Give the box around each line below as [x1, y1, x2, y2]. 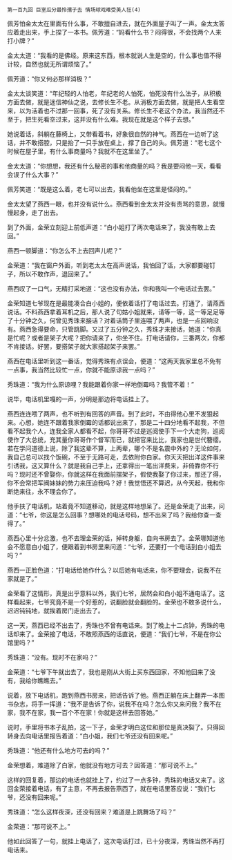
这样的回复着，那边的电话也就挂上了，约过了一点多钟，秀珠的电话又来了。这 [7, 776, 225, 784]
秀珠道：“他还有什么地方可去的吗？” [7, 747, 110, 754]
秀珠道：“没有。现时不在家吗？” [7, 653, 98, 661]
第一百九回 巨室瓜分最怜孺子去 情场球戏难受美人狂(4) [7, 6, 142, 13]
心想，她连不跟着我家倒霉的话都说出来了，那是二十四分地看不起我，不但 [19, 419, 225, 426]
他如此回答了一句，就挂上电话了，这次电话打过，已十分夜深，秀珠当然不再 [7, 837, 219, 845]
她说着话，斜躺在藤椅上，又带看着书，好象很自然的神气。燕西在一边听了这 [7, 130, 219, 138]
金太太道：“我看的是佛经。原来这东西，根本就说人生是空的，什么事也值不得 [7, 51, 222, 59]
